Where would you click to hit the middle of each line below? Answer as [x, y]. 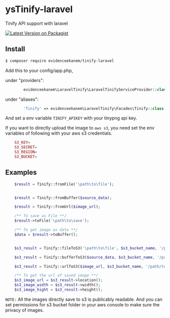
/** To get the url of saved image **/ [56, 275]
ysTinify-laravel [39, 9]
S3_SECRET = [26, 147]
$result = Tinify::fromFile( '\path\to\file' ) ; [64, 184]
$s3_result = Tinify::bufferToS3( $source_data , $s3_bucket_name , [85, 257]
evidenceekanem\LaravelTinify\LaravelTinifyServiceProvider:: [90, 90]
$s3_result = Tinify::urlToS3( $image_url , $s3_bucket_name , [79, 266]
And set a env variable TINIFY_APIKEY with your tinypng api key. [71, 118]
